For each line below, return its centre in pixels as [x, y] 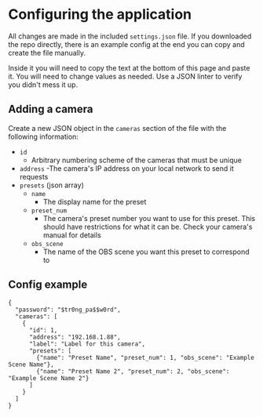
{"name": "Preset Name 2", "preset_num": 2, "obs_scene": [133, 371]
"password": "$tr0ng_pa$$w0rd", [68, 310]
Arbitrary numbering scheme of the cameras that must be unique [136, 160]
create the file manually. [47, 53]
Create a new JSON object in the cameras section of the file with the [117, 128]
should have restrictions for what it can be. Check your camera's [148, 227]
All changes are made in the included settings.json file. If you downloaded [130, 36]
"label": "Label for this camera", [87, 344]
